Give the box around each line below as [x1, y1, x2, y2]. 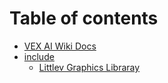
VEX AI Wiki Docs [23, 40, 97, 52]
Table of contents [9, 7, 159, 30]
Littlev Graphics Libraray [38, 61, 141, 73]
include [23, 50, 55, 62]
